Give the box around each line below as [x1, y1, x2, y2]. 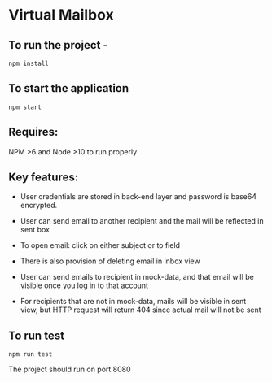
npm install [8, 59, 49, 67]
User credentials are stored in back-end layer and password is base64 [20, 192, 257, 202]
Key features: [8, 171, 79, 184]
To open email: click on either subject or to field [20, 241, 181, 250]
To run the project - [8, 38, 108, 52]
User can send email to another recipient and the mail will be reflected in [20, 216, 264, 226]
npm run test [8, 350, 53, 358]
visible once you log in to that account [20, 280, 149, 290]
